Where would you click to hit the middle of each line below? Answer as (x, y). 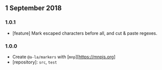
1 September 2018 (33, 8)
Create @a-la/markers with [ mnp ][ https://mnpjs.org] (64, 57)
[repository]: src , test (35, 62)
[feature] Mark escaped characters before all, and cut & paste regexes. (85, 33)
